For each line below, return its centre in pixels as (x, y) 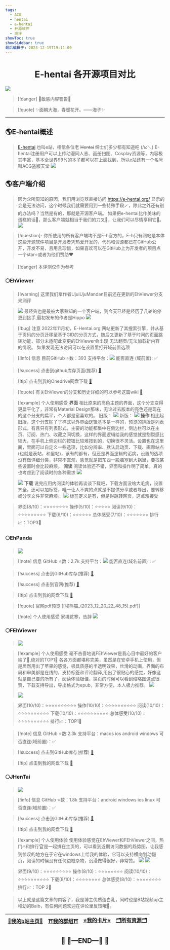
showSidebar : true (25, 43)
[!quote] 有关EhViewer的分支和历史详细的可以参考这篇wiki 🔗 (80, 392)
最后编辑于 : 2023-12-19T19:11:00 (38, 48)
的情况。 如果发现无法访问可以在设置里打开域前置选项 (74, 347)
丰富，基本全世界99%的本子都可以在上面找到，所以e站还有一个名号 (93, 160)
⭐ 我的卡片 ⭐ (97, 921)
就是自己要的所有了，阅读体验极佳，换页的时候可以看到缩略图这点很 (89, 679)
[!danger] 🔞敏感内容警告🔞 (44, 99)
